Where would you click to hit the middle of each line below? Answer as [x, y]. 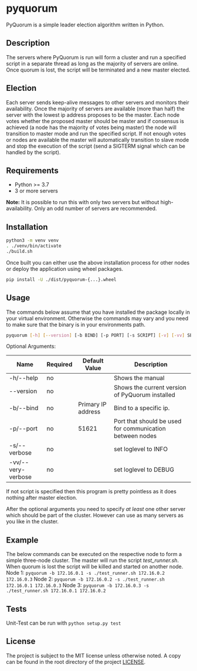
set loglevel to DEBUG [144, 470]
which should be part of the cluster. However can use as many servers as [95, 516]
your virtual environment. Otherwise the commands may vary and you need [97, 318]
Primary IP [92, 405]
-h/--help [23, 378]
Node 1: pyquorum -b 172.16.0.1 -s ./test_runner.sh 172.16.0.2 [86, 573]
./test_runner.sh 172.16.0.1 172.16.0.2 [56, 591]
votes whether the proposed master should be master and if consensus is [95, 121]
